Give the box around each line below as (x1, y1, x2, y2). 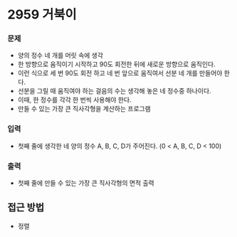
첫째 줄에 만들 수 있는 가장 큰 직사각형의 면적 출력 (17, 179, 154, 187)
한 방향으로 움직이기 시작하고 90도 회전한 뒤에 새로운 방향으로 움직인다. (17, 60, 216, 68)
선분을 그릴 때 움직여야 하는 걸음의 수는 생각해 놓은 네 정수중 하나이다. (17, 87, 211, 95)
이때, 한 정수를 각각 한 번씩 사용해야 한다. (17, 95, 132, 104)
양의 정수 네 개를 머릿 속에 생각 (17, 51, 103, 60)
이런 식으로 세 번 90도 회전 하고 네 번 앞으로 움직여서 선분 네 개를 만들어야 (17, 69, 223, 78)
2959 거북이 (7, 6, 77, 23)
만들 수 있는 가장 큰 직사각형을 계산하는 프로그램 (17, 105, 151, 113)
